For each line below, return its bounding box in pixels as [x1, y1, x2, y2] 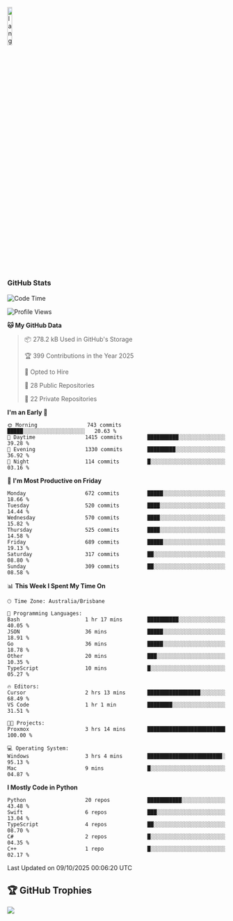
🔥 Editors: [7, 683, 40, 690]
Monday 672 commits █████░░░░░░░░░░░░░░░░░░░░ [7, 489, 226, 497]
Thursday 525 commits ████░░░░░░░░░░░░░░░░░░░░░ [7, 526, 226, 533]
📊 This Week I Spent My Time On [7, 581, 106, 590]
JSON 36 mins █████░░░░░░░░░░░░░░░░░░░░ [7, 628, 226, 635]
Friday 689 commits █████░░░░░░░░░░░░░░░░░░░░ [7, 538, 226, 546]
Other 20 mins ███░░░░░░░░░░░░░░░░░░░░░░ [7, 652, 226, 659]
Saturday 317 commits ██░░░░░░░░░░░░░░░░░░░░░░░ [7, 551, 226, 558]
